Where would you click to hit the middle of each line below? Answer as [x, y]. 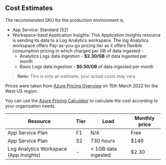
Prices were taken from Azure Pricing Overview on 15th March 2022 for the [82, 86]
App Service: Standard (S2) [40, 30]
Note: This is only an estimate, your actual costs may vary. [77, 76]
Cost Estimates [29, 8]
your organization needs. [30, 106]
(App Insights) [24, 155]
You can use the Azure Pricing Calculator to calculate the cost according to [82, 101]
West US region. [22, 91]
